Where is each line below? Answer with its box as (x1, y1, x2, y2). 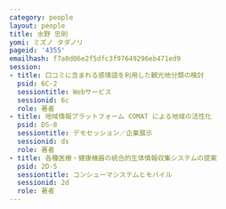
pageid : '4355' (9, 46, 66, 55)
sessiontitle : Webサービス (17, 87, 112, 96)
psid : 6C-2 (17, 79, 58, 88)
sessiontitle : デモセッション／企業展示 (17, 129, 153, 138)
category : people (9, 12, 74, 22)
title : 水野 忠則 (9, 29, 69, 38)
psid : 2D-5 (17, 162, 58, 171)
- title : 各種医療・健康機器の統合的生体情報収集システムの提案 (9, 153, 218, 163)
